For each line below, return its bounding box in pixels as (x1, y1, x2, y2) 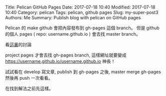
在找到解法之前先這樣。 (5, 86, 53, 91)
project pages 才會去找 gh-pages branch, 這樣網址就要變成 (5, 52, 127, 58)
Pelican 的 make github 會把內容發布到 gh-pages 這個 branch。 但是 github (5, 25, 160, 31)
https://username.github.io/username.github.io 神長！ (5, 58, 116, 64)
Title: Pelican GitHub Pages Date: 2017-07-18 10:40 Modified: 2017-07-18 (5, 4, 156, 10)
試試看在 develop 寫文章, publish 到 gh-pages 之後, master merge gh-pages (5, 69, 161, 75)
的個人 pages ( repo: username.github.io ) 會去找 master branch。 (5, 31, 141, 37)
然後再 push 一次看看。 (5, 75, 53, 81)
